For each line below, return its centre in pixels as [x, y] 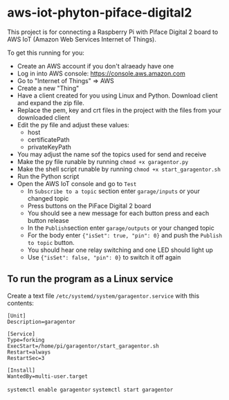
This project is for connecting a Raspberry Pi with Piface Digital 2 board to [113, 32]
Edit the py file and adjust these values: [73, 125]
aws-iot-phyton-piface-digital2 [100, 13]
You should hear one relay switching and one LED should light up [120, 250]
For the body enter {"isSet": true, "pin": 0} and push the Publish [125, 235]
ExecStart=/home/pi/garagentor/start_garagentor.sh [83, 346]
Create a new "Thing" [48, 88]
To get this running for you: [46, 53]
